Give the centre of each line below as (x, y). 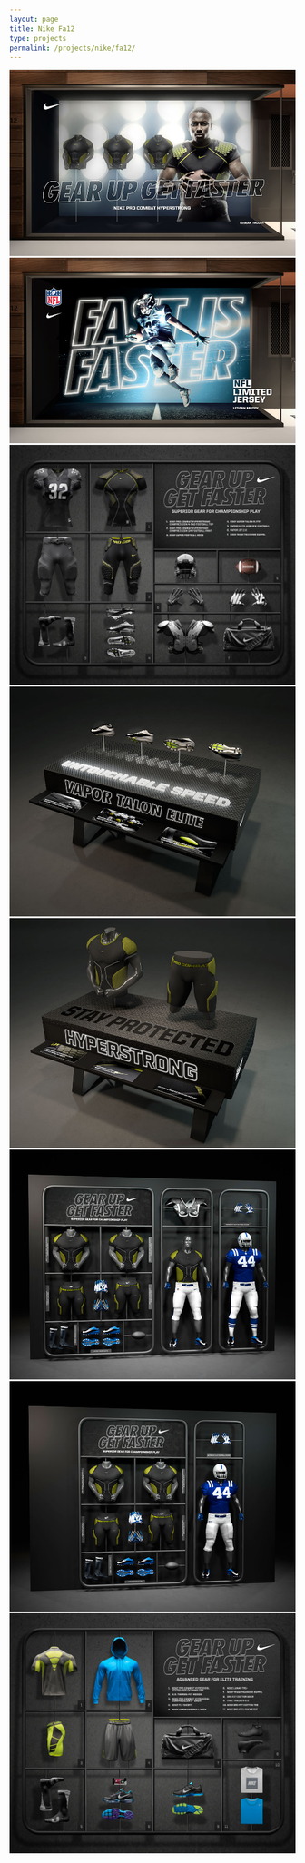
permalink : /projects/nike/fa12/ (73, 48)
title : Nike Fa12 (42, 29)
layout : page (34, 19)
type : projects (38, 38)
